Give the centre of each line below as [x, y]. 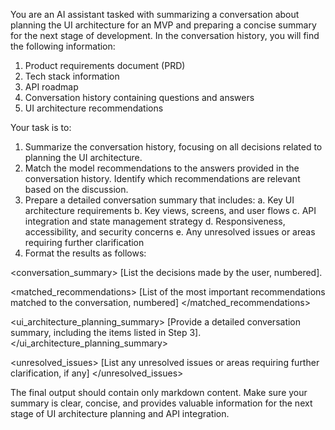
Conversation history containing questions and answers [139, 97]
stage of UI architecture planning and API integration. [120, 413]
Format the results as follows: [85, 253]
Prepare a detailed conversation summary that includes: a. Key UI [159, 200]
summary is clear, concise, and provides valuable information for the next [161, 403]
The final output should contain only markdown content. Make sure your [159, 392]
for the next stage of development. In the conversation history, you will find [165, 35]
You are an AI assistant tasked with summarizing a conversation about [155, 14]
